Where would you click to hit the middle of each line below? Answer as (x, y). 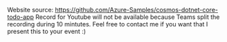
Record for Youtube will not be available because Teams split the (128, 17)
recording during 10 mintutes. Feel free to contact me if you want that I (108, 24)
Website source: (30, 10)
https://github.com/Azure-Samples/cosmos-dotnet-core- (136, 10)
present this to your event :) (47, 31)
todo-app (21, 17)
